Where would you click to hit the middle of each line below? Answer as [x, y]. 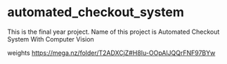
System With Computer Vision [51, 39]
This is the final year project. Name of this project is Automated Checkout [113, 32]
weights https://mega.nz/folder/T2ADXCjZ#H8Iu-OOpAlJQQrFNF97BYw [111, 53]
